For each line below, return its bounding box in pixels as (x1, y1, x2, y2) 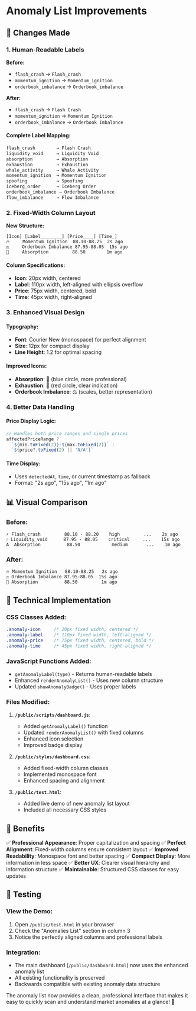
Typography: (6, 323, 39, 330)
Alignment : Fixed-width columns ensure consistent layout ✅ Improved (6, 846, 179, 853)
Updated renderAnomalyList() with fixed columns (23, 729, 144, 736)
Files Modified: (6, 697, 50, 706)
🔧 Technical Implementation (6, 595, 111, 605)
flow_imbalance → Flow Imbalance (6, 194, 99, 201)
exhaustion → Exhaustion (6, 162, 89, 168)
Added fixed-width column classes (23, 765, 109, 772)
